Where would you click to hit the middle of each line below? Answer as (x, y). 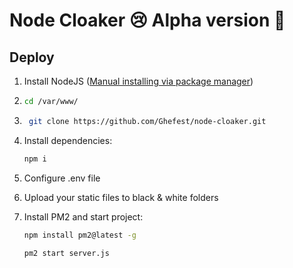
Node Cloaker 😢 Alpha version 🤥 (147, 20)
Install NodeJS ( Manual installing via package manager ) (138, 81)
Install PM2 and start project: (83, 216)
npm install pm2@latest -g (80, 235)
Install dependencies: (68, 140)
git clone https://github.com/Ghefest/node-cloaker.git (147, 121)
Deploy (32, 57)
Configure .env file (62, 178)
